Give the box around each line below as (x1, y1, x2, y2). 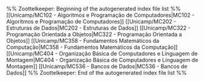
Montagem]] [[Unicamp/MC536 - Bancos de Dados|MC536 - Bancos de (6, 63, 188, 70)
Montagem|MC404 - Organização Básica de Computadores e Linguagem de (6, 57, 199, 63)
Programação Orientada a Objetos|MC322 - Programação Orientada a (6, 31, 183, 38)
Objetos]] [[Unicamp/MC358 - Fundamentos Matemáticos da (6, 37, 160, 44)
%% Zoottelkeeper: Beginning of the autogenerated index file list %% (6, 5, 181, 12)
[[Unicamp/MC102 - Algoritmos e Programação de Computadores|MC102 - (6, 11, 195, 19)
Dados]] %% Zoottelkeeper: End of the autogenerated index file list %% (6, 69, 187, 76)
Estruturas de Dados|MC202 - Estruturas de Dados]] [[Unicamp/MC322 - (6, 24, 191, 31)
